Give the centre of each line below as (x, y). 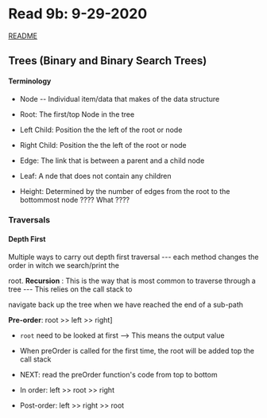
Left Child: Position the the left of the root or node (101, 130)
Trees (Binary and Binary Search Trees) (108, 61)
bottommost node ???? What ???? (74, 199)
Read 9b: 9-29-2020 (78, 14)
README (23, 36)
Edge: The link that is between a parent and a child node (112, 161)
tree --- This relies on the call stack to (70, 289)
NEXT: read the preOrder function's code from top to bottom (118, 374)
